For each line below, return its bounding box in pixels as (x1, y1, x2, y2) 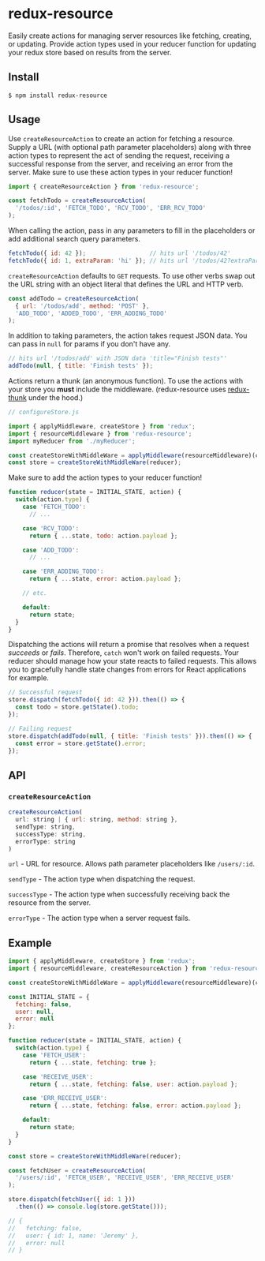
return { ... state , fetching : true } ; (28, 1058, 157, 1066)
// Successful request (8, 688, 83, 697)
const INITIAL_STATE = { (8, 993, 90, 1001)
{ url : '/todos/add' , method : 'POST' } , (15, 301, 150, 310)
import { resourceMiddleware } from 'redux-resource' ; (8, 429, 192, 438)
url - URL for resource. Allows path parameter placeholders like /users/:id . (8, 859, 255, 869)
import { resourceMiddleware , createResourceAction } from (8, 964, 207, 973)
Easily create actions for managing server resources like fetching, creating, (8, 31, 252, 40)
